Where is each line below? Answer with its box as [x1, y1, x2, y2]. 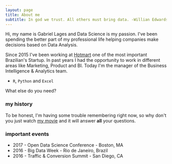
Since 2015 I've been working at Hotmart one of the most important [5, 52, 147, 58]
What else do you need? [5, 88, 56, 94]
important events [5, 130, 50, 137]
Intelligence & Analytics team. [5, 68, 68, 74]
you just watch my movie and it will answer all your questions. [5, 118, 136, 124]
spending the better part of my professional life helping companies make [5, 36, 159, 42]
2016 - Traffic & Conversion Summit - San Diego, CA [12, 153, 123, 159]
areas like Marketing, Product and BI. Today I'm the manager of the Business [5, 62, 167, 69]
